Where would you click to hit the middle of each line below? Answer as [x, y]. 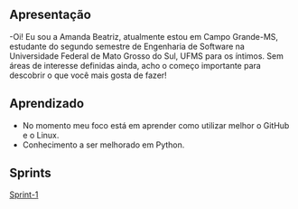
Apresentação [51, 15]
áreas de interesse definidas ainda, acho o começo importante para [135, 65]
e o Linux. [41, 135]
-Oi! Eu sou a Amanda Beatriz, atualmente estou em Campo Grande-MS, [144, 36]
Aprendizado [47, 104]
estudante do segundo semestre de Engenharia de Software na [127, 46]
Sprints [30, 173]
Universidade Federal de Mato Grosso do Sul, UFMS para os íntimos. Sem [147, 56]
